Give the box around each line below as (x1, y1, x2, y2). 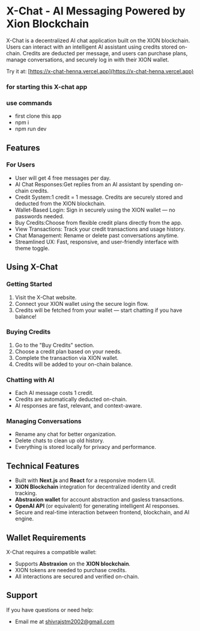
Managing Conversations (6, 417, 82, 425)
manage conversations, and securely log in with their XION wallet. (6, 56, 169, 63)
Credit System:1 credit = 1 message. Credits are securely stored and (14, 194, 183, 201)
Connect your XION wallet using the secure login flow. (14, 300, 149, 307)
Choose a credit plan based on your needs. (14, 347, 122, 355)
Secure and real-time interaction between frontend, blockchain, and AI (14, 509, 190, 516)
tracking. (14, 490, 37, 497)
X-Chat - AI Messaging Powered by (6, 4, 186, 18)
